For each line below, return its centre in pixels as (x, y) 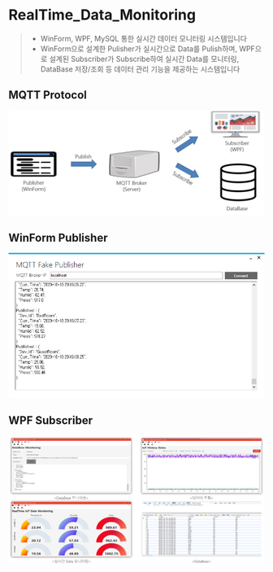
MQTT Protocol (48, 95)
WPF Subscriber (51, 420)
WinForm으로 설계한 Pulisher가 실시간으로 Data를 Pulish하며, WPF (148, 48)
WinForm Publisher (58, 238)
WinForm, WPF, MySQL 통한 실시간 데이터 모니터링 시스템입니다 (144, 38)
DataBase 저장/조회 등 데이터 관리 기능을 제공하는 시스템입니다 (140, 69)
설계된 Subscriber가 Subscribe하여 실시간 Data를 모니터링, (144, 59)
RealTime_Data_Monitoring (102, 15)
